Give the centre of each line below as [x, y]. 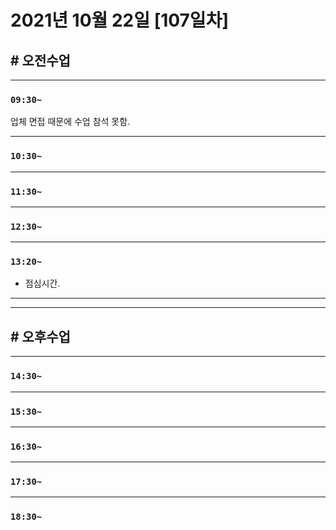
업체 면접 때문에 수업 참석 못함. [70, 122]
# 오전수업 [40, 60]
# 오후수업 [40, 336]
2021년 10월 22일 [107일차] [119, 20]
